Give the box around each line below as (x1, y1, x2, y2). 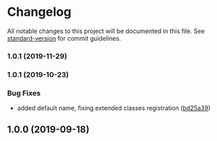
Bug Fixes (7, 88, 41, 98)
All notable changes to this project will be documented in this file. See (7, 27, 205, 35)
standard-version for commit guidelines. (7, 34, 121, 42)
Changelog (7, 4, 72, 20)
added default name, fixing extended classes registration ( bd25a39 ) (17, 104, 211, 112)
